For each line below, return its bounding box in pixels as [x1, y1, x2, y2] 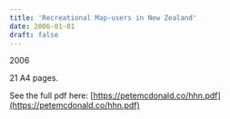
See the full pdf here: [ [9, 90, 94, 101]
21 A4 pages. [9, 73, 59, 84]
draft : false [9, 30, 59, 39]
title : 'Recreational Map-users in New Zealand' [9, 13, 197, 23]
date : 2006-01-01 [9, 22, 75, 31]
